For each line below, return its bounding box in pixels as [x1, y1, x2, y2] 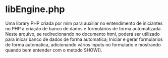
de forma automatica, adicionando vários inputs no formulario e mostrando [5, 41, 161, 47]
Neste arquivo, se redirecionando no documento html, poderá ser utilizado [5, 31, 160, 37]
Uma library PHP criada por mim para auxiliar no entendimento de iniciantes [5, 20, 163, 26]
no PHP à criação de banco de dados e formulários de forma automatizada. [5, 25, 162, 31]
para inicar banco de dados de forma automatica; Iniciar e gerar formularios [5, 36, 163, 42]
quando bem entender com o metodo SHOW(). [5, 47, 102, 53]
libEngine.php [5, 4, 65, 15]
